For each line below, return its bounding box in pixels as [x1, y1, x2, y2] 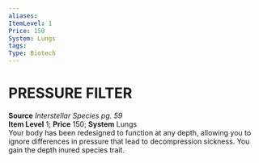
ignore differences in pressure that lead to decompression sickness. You [8, 136, 250, 146]
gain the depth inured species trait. [8, 144, 125, 154]
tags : [8, 42, 27, 50]
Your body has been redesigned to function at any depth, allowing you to [8, 127, 252, 137]
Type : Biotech [8, 49, 57, 57]
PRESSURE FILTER [8, 84, 133, 102]
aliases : [8, 11, 38, 20]
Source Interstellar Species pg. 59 [8, 111, 123, 120]
